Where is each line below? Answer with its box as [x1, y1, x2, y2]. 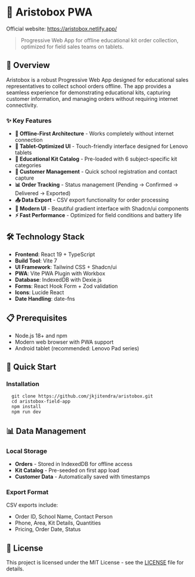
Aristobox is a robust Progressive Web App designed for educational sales [6, 76, 189, 83]
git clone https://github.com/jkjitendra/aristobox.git [11, 393, 153, 399]
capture [14, 174, 35, 181]
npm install [11, 404, 42, 410]
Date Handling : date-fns [14, 295, 76, 302]
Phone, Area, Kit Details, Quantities [14, 519, 101, 527]
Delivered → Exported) [14, 190, 71, 197]
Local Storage [6, 447, 48, 455]
